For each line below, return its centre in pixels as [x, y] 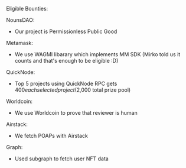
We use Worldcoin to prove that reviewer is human [76, 113]
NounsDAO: [20, 20]
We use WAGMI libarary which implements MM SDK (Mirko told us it [97, 54]
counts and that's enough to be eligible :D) [66, 61]
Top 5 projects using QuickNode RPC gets [66, 83]
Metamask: [20, 43]
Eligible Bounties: [27, 9]
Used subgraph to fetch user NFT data [62, 159]
